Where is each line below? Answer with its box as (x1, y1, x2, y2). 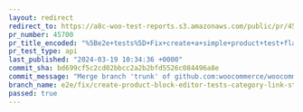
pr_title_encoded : (8, 38, 78, 48)
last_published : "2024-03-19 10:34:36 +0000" (8, 55, 183, 64)
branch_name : (8, 80, 58, 89)
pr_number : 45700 (8, 30, 74, 39)
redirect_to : (8, 22, 58, 31)
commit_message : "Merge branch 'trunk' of (8, 72, 171, 81)
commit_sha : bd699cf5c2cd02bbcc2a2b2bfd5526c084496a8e (8, 64, 220, 73)
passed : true (8, 89, 58, 98)
